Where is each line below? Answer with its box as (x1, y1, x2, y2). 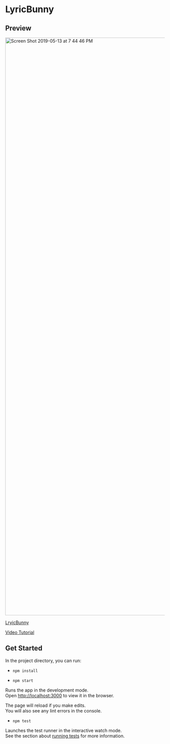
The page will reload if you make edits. (5, 702, 86, 708)
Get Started (5, 644, 42, 653)
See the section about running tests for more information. (5, 733, 125, 739)
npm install (12, 668, 38, 673)
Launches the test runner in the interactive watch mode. (5, 727, 122, 733)
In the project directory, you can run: (5, 657, 81, 664)
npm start (12, 678, 34, 683)
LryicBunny (5, 619, 29, 626)
